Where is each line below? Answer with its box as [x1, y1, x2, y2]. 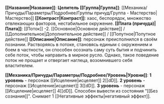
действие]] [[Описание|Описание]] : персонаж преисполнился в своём [5, 36, 158, 42]
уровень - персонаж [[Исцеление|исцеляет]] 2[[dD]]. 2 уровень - [5, 77, 145, 83]
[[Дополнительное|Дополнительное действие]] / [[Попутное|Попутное [5, 31, 156, 37]
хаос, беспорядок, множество [87, 15, 152, 21]
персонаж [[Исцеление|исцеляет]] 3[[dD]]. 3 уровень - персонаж [5, 83, 145, 89]
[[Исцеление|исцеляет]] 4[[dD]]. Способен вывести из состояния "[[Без [5, 88, 158, 94]
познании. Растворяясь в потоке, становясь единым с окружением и [5, 42, 153, 47]
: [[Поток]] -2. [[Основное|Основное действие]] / [21, 26, 125, 32]
